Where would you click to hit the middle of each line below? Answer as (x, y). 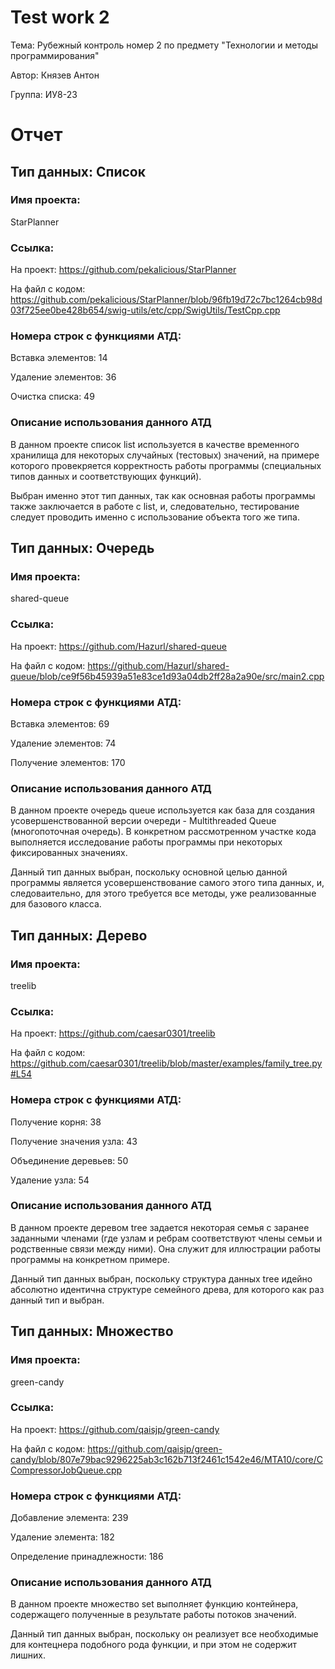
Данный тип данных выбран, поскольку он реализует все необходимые (164, 1634)
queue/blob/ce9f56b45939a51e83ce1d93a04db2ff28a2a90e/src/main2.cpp (167, 676)
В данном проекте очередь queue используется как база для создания (162, 810)
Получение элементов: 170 (68, 762)
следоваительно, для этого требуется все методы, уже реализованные (163, 893)
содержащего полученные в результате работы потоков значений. (153, 1615)
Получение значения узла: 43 (74, 1141)
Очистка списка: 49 (52, 397)
